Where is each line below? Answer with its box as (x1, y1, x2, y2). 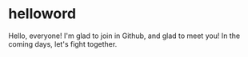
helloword (8, 5, 77, 23)
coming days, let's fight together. (8, 39, 118, 48)
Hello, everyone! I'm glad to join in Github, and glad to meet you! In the (8, 31, 241, 40)
